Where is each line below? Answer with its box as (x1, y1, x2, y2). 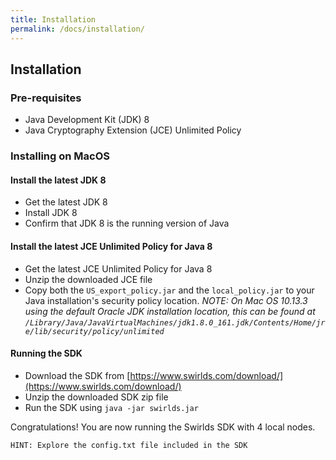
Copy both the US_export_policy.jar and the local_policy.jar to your (24, 284, 315, 296)
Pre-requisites (10, 91, 82, 105)
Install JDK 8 (24, 207, 78, 219)
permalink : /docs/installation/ (10, 24, 145, 34)
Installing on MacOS (10, 149, 110, 163)
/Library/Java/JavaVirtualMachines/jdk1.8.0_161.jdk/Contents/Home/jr (24, 317, 326, 328)
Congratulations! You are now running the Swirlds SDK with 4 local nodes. (10, 421, 316, 433)
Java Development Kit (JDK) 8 (24, 114, 150, 126)
